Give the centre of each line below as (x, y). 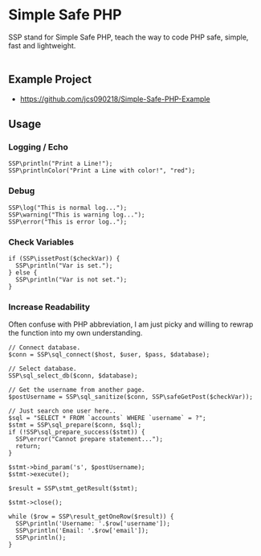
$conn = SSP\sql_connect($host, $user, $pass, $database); (109, 355)
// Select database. (43, 369)
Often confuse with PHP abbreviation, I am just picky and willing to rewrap (131, 324)
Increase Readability (49, 307)
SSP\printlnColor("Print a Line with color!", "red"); (102, 171)
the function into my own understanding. (75, 333)
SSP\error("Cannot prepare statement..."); (89, 439)
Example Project (50, 79)
